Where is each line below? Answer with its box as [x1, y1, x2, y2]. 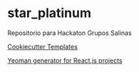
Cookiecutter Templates [7, 42, 78, 51]
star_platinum [7, 5, 91, 21]
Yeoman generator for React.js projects [7, 56, 123, 65]
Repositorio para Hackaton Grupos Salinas [7, 29, 132, 37]
